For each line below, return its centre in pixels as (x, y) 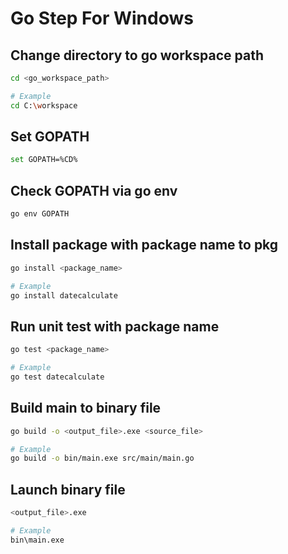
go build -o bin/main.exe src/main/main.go (102, 458)
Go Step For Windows (102, 18)
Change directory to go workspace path (137, 55)
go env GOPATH (40, 214)
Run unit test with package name (115, 326)
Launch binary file (68, 489)
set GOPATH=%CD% (44, 160)
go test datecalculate (57, 377)
